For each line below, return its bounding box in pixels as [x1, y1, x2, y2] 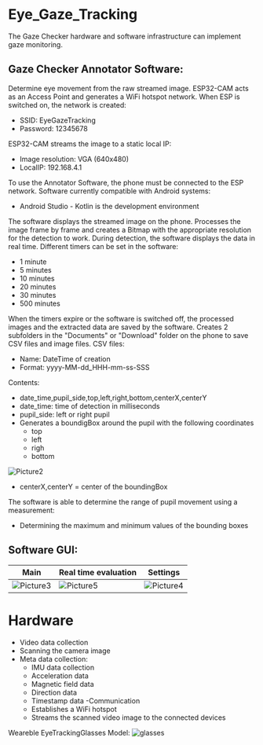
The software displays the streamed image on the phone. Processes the [8, 216, 241, 226]
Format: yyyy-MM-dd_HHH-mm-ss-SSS [19, 362, 150, 372]
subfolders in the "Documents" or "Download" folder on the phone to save [8, 330, 249, 339]
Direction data [31, 688, 77, 697]
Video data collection [19, 637, 89, 647]
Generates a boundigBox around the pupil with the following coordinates [19, 418, 254, 428]
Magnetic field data [31, 679, 94, 688]
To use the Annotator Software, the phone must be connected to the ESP [8, 178, 244, 187]
